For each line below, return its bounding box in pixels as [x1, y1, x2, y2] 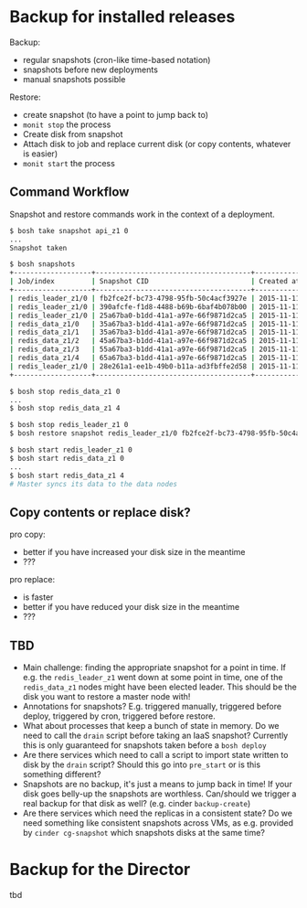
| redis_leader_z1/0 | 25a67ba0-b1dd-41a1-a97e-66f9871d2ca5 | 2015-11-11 [9, 311, 301, 320]
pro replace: [9, 574, 56, 585]
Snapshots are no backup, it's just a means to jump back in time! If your [22, 779, 292, 789]
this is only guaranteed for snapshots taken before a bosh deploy [22, 740, 267, 751]
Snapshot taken [9, 243, 68, 252]
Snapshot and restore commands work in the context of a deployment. [9, 208, 276, 219]
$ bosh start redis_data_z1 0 [9, 454, 125, 463]
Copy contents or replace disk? [9, 505, 192, 520]
